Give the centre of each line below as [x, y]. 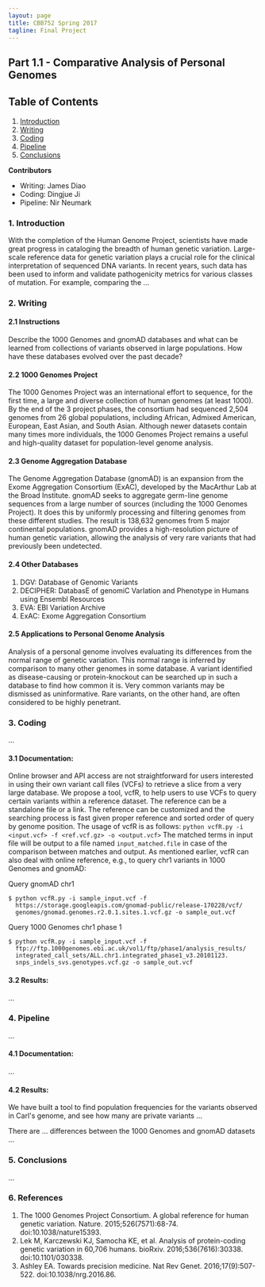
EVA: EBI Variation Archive [62, 607]
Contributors [30, 170]
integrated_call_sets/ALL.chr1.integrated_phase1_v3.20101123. [122, 956]
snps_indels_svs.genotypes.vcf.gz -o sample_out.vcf [104, 963]
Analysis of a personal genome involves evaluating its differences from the [130, 651]
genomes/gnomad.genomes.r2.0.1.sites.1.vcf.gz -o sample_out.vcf [126, 913]
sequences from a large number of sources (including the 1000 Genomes [128, 504]
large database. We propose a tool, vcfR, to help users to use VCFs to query [132, 793]
